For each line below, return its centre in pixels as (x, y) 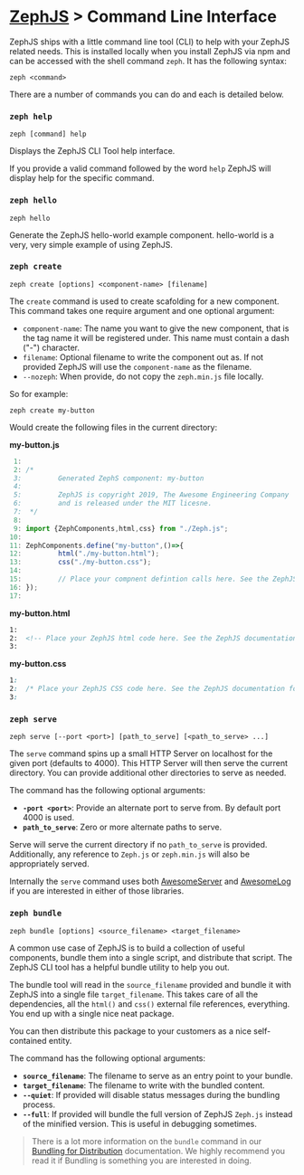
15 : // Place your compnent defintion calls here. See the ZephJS (153, 579)
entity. (60, 1040)
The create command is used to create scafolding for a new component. (144, 301)
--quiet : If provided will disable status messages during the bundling (151, 1094)
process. (39, 1104)
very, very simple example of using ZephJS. (91, 244)
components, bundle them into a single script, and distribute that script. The (151, 957)
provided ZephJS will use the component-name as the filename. (137, 366)
